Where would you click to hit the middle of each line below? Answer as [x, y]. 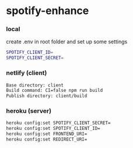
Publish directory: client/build [47, 96]
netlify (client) [27, 73]
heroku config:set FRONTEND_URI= [47, 134]
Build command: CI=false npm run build [55, 91]
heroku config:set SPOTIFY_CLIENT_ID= [53, 129]
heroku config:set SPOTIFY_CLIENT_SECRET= [58, 123]
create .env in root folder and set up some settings [67, 42]
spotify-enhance [48, 11]
